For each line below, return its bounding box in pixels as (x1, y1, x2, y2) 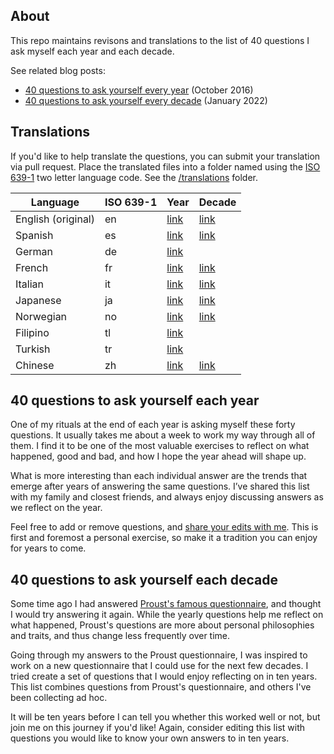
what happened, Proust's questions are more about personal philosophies (10, 619, 315, 631)
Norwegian (15, 309, 68, 323)
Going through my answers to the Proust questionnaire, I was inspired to (10, 649, 308, 661)
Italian (15, 277, 45, 291)
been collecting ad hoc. (10, 692, 108, 704)
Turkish (15, 342, 51, 356)
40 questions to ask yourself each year (10, 392, 260, 409)
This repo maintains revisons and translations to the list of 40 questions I (10, 34, 310, 46)
